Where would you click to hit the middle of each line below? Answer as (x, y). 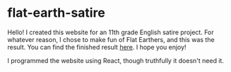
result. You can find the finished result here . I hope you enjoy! (97, 47)
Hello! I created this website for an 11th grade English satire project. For (111, 32)
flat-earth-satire (57, 13)
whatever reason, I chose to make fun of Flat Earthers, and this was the (111, 39)
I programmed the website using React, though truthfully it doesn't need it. (116, 60)
